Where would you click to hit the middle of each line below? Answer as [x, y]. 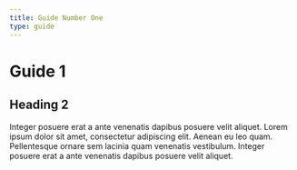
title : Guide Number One [56, 18]
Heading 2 [40, 105]
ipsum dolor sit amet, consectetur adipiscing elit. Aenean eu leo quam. [141, 136]
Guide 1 [38, 71]
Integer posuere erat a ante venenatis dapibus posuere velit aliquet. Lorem [148, 126]
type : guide [32, 26]
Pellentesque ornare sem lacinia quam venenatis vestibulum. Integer [137, 145]
